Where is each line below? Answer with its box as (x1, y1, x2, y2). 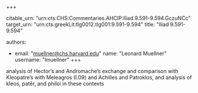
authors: (6, 39, 27, 45)
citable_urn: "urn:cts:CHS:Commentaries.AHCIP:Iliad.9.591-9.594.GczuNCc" (6, 15, 191, 21)
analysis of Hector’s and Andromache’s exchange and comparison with (6, 68, 179, 74)
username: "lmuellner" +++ (14, 57, 81, 63)
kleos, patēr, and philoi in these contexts (6, 80, 104, 87)
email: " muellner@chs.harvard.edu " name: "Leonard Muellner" (14, 50, 167, 57)
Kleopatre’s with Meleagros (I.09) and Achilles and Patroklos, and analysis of (6, 74, 192, 81)
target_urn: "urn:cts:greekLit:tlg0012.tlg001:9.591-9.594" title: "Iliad (6, 21, 169, 28)
